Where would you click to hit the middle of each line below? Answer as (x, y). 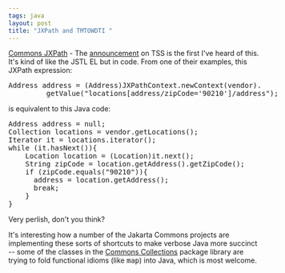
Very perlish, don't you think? (57, 219)
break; (46, 188)
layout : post (30, 23)
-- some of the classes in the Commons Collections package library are (126, 252)
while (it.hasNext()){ (53, 148)
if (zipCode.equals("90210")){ (86, 172)
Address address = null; (57, 124)
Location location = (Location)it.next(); (110, 156)
